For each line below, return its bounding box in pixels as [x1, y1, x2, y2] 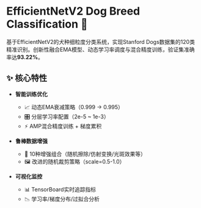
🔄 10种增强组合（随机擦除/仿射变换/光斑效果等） [24, 150, 147, 157]
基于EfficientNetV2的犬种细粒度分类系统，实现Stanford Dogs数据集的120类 [6, 38, 196, 45]
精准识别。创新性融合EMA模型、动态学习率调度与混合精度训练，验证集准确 [6, 46, 195, 53]
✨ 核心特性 [6, 73, 48, 84]
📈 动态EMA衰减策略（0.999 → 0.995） [24, 103, 124, 110]
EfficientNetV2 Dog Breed [6, 4, 141, 18]
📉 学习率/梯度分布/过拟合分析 [24, 195, 100, 203]
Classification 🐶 [6, 17, 88, 31]
